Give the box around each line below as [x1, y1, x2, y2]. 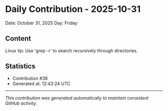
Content [5, 34, 31, 43]
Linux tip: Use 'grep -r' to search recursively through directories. [5, 47, 138, 53]
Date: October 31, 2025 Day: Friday [5, 20, 77, 26]
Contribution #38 [12, 75, 48, 81]
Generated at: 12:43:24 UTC [12, 81, 71, 87]
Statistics [5, 62, 36, 71]
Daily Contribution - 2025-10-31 [5, 3, 141, 15]
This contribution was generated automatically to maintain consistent [5, 95, 149, 101]
